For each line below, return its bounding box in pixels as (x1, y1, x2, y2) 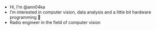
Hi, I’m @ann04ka (9, 4, 45, 10)
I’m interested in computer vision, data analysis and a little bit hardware (9, 9, 151, 15)
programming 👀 (9, 15, 41, 20)
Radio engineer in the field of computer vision (9, 19, 100, 25)
